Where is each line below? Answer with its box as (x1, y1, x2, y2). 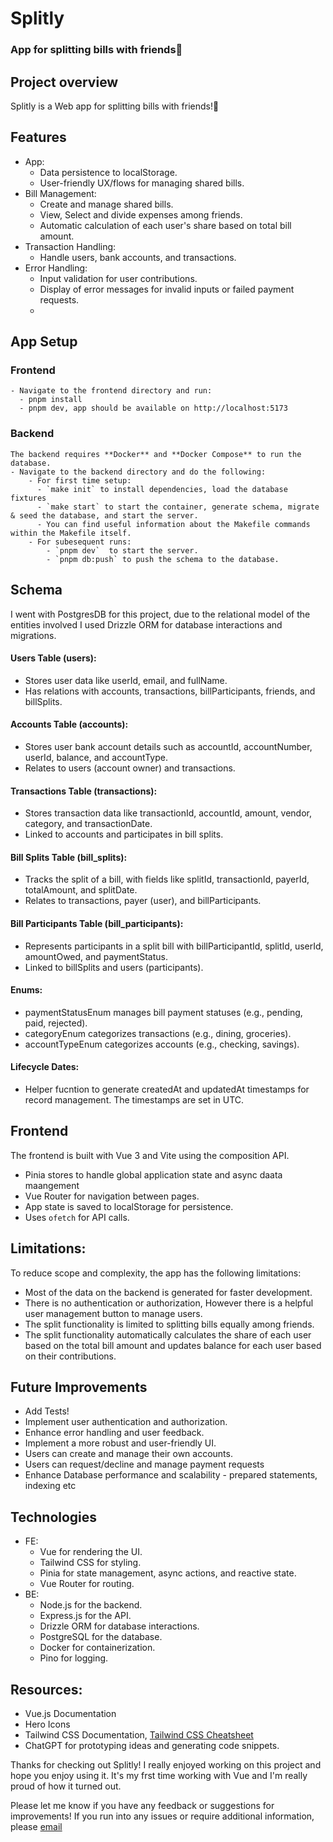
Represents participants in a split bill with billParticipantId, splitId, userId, (24, 940, 324, 952)
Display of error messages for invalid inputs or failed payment (39, 283, 295, 295)
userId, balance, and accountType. (24, 751, 168, 763)
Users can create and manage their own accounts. (24, 1448, 233, 1460)
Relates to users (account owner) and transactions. (24, 762, 236, 774)
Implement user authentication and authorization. (24, 1416, 228, 1428)
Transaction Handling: (24, 240, 117, 252)
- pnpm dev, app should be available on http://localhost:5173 (19, 403, 288, 414)
